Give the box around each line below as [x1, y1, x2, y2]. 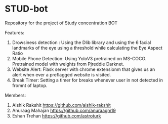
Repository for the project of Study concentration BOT [5, 20, 117, 26]
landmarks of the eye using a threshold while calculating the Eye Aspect [12, 45, 162, 51]
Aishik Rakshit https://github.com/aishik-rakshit [12, 102, 111, 108]
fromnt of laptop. [12, 82, 48, 89]
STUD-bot [5, 3, 48, 15]
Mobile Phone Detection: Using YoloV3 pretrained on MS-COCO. [12, 55, 147, 61]
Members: [5, 92, 26, 98]
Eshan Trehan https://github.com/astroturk [12, 112, 101, 119]
